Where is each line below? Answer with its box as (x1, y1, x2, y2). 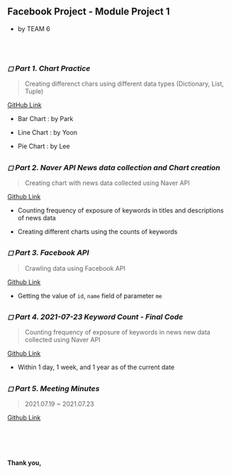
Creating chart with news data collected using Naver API (24, 179, 190, 187)
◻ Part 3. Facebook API (7, 248, 90, 258)
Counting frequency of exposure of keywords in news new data (24, 328, 210, 337)
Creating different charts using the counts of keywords (17, 227, 178, 236)
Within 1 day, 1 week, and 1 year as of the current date (17, 363, 175, 371)
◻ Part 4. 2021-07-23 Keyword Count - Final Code (7, 312, 184, 322)
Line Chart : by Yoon (17, 128, 78, 137)
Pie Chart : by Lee (17, 142, 70, 151)
